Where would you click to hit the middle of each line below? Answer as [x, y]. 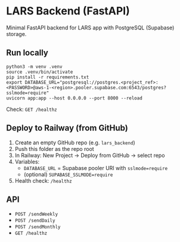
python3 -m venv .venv [34, 66]
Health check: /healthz [44, 180]
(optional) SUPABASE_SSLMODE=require [68, 174]
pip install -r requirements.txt [48, 77]
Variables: [27, 161]
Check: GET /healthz [32, 109]
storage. [16, 34]
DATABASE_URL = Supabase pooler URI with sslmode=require [96, 168]
